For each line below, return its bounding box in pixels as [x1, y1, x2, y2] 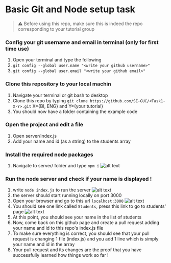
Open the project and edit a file [5, 121, 83, 128]
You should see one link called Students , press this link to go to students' [12, 203, 166, 209]
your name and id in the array [12, 242, 75, 248]
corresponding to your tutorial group [17, 26, 95, 32]
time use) [5, 45, 30, 52]
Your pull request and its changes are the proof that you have [12, 247, 142, 253]
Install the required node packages [5, 151, 93, 158]
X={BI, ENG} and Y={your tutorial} [32, 103, 104, 109]
